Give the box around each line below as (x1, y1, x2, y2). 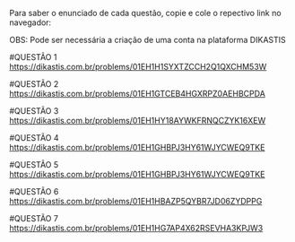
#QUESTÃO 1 (9, 52, 57, 62)
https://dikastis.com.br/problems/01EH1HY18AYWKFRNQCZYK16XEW (9, 116, 266, 125)
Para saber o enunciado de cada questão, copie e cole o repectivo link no (9, 8, 282, 18)
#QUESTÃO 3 (9, 106, 59, 116)
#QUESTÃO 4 (9, 133, 60, 143)
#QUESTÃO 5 (9, 160, 59, 169)
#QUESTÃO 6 (9, 186, 59, 196)
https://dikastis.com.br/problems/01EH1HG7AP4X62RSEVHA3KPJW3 (9, 223, 264, 233)
